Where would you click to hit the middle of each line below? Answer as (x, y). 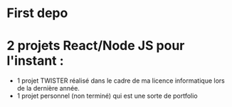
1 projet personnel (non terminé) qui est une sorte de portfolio (107, 96)
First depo (37, 13)
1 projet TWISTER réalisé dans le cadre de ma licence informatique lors (121, 81)
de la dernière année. (48, 88)
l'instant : (36, 61)
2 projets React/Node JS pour (96, 46)
